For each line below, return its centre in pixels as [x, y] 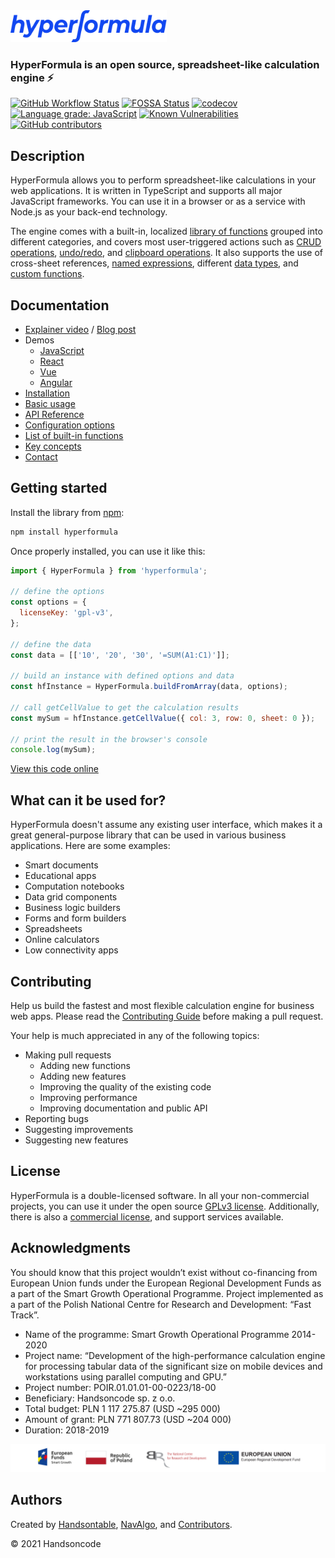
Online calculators [62, 940]
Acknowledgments [71, 1248]
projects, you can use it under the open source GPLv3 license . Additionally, [165, 1206]
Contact [41, 456]
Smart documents [61, 865]
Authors [36, 1500]
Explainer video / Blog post [80, 329]
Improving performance [88, 1097]
